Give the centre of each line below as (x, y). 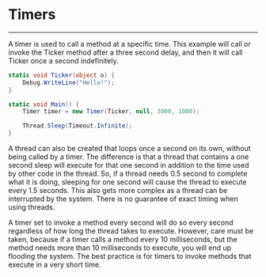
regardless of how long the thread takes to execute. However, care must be (131, 231)
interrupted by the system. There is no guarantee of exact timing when (123, 199)
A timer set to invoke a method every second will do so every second (121, 222)
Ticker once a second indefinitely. (63, 60)
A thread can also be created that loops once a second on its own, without (129, 149)
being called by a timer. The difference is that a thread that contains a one (129, 157)
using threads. (32, 207)
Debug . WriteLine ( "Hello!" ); (68, 82)
